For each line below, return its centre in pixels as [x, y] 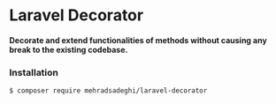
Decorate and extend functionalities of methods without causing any [138, 40]
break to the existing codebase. [69, 49]
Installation [34, 72]
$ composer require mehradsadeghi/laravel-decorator [108, 91]
